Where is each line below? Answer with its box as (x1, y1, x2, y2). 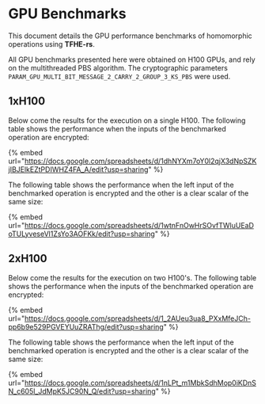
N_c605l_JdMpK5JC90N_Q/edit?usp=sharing (8, 386, 156, 396)
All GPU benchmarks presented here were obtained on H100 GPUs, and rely (8, 55, 256, 64)
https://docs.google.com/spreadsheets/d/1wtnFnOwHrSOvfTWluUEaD (24, 220, 255, 230)
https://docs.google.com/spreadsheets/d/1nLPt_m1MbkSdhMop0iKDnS (24, 378, 257, 387)
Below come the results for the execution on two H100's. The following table (8, 273, 257, 282)
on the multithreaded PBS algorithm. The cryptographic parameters (8, 63, 228, 72)
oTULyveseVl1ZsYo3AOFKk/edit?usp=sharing (8, 229, 156, 238)
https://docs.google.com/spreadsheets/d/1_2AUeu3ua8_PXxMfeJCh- (24, 314, 252, 323)
